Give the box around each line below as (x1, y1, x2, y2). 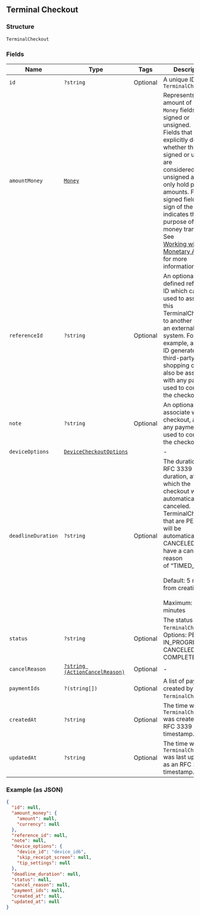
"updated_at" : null (11, 899, 60, 905)
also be (162, 369, 184, 377)
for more (162, 254, 187, 263)
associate (162, 408, 190, 416)
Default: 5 (162, 576, 191, 584)
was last (162, 753, 186, 761)
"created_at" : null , (11, 893, 62, 899)
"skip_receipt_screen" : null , (17, 855, 92, 861)
